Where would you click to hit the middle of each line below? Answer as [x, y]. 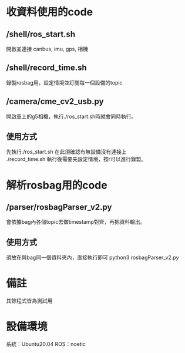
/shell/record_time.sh [46, 68]
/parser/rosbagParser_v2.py [59, 207]
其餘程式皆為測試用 [29, 301]
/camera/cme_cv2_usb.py [55, 101]
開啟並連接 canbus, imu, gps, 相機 [47, 49]
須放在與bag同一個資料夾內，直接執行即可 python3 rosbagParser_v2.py [92, 258]
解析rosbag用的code [57, 185]
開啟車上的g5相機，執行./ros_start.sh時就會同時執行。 [71, 116]
